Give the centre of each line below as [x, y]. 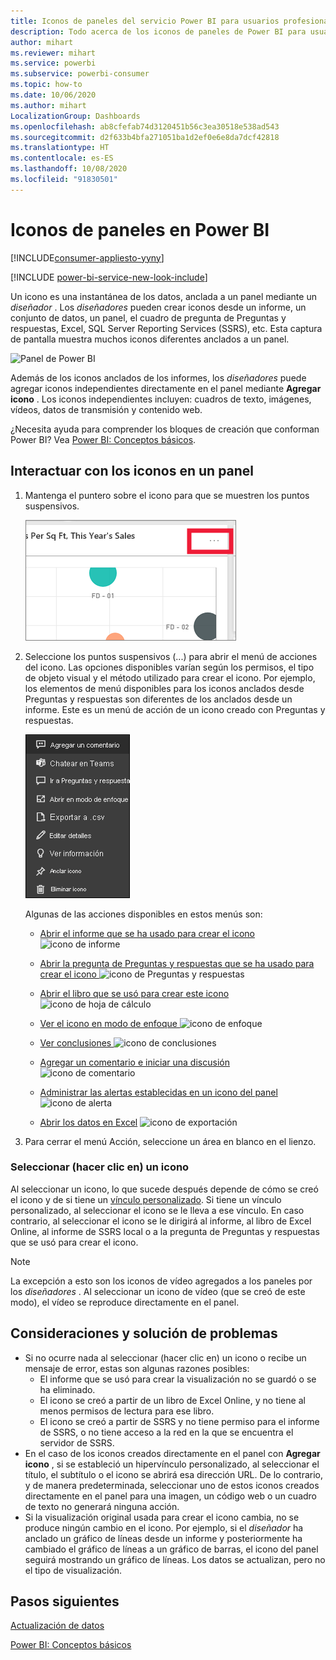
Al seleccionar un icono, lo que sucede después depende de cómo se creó [164, 1189]
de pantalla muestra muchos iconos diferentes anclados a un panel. [150, 339]
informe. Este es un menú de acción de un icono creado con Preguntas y [175, 709]
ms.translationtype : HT [60, 148]
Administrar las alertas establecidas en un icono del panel [158, 1092]
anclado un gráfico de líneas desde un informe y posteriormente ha [163, 1538]
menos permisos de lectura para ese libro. [127, 1411]
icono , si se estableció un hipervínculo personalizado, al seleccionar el [172, 1464]
